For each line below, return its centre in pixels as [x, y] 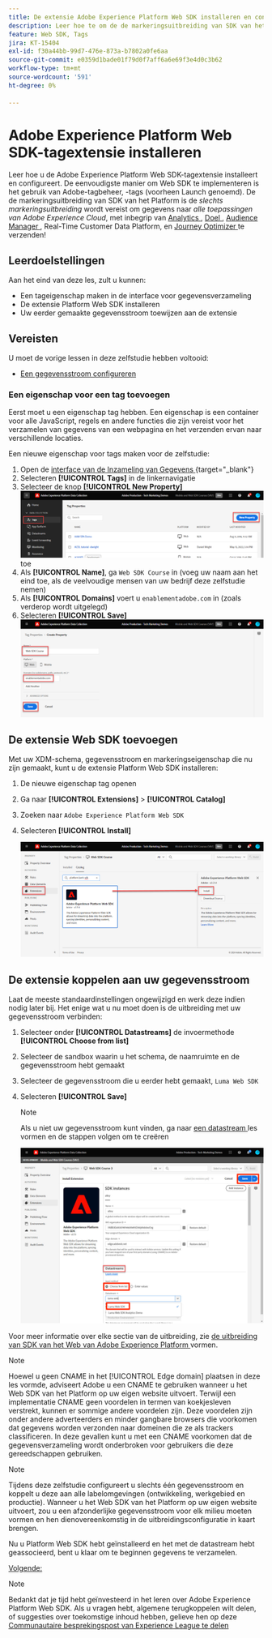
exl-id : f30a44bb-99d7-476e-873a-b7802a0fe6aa [88, 51]
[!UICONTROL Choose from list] [74, 1041]
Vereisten [33, 338]
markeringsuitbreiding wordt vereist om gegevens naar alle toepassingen [131, 209]
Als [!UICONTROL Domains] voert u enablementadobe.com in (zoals [130, 598]
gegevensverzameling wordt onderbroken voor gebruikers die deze [121, 1445]
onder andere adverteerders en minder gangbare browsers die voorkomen [133, 1419]
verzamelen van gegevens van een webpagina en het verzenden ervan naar [135, 430]
